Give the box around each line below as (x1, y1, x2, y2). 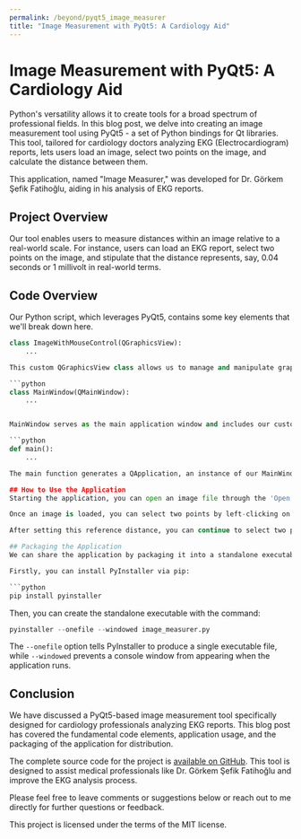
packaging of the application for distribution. (9, 738, 174, 749)
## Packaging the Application (9, 542, 123, 552)
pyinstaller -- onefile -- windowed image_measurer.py (9, 625, 211, 634)
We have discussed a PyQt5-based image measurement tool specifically (9, 710, 278, 721)
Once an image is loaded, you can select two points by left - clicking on (9, 510, 291, 519)
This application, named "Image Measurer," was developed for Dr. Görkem (9, 174, 284, 185)
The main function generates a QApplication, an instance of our (9, 468, 258, 478)
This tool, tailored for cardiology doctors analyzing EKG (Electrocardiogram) (9, 137, 289, 148)
